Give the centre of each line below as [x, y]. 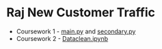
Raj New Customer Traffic [81, 13]
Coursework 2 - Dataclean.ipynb [62, 38]
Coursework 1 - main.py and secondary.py [76, 31]
